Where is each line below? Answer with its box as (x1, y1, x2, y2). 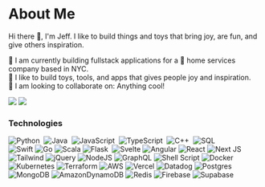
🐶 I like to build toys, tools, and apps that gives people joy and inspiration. (8, 72, 251, 82)
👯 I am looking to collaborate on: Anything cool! (8, 81, 165, 91)
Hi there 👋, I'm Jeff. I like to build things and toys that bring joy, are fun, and (8, 31, 258, 41)
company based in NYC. (8, 63, 89, 73)
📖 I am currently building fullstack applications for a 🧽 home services (8, 55, 236, 65)
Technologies (8, 117, 63, 128)
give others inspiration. (8, 39, 84, 49)
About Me (8, 5, 75, 23)
